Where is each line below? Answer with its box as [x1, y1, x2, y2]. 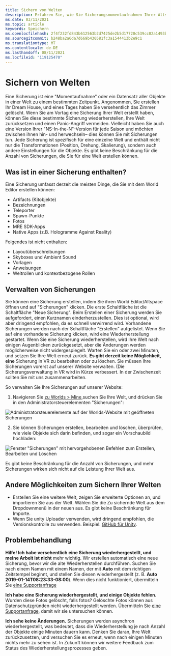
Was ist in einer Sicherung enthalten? [5, 167, 127, 176]
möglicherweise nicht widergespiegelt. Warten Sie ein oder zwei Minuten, [5, 347, 160, 353]
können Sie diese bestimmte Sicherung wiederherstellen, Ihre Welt [5, 115, 145, 121]
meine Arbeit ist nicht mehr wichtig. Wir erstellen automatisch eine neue [5, 555, 158, 561]
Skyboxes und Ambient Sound [12, 254, 76, 260]
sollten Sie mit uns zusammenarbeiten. [5, 374, 87, 380]
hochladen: [12, 435, 37, 441]
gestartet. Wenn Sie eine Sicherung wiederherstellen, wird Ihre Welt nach [5, 336, 159, 343]
